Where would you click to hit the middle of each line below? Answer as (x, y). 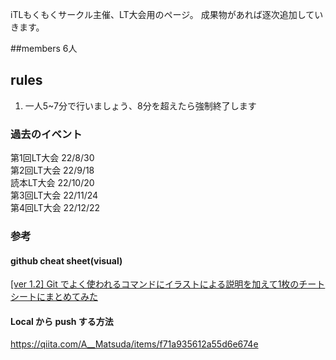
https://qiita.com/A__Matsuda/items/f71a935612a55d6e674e (134, 344)
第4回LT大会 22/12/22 (55, 208)
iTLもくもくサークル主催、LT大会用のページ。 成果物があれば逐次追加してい (167, 14)
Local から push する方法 (62, 321)
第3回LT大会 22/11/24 (54, 195)
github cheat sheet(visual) (66, 260)
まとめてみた (71, 297)
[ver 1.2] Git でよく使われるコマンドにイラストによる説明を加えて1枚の (155, 284)
